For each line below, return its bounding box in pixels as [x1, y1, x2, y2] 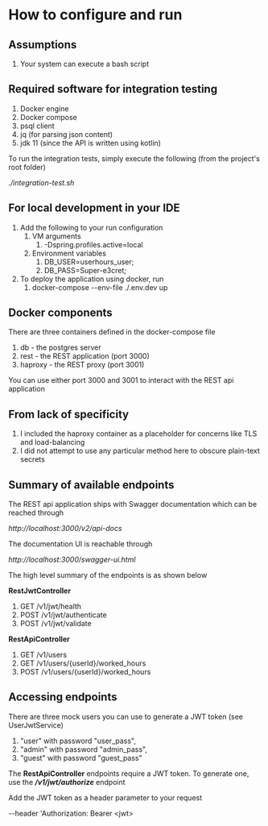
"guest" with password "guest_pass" [19, 753, 142, 762]
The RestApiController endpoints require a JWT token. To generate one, [8, 768, 249, 778]
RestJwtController [8, 586, 71, 596]
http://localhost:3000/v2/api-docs [8, 524, 122, 533]
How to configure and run [8, 6, 183, 24]
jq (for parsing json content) [19, 129, 113, 139]
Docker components [8, 306, 113, 320]
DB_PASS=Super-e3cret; [43, 265, 127, 275]
